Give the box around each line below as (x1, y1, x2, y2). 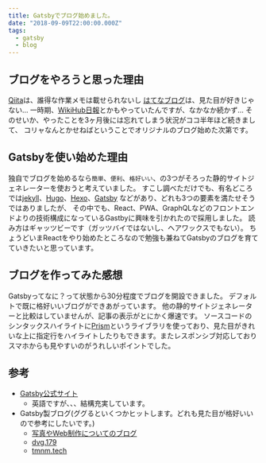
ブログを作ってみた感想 (8, 268, 123, 282)
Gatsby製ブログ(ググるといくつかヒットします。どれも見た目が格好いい (19, 409, 254, 418)
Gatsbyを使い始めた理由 (8, 150, 129, 164)
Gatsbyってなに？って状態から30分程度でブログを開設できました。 (8, 291, 228, 301)
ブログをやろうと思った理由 (8, 72, 145, 86)
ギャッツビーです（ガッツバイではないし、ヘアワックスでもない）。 (29, 223, 248, 232)
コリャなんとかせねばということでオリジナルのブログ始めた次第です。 (23, 125, 253, 134)
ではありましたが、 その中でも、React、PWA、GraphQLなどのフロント (8, 203, 241, 212)
